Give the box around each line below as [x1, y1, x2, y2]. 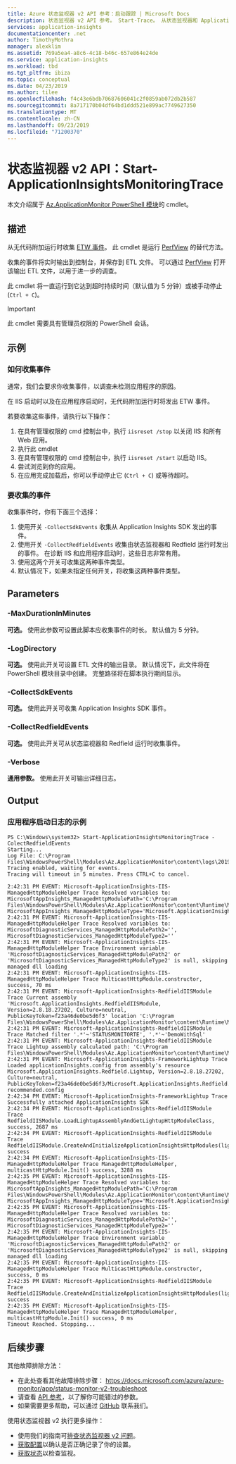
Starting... [7, 846, 42, 853]
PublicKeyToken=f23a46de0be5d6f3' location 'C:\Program [7, 1012, 174, 1019]
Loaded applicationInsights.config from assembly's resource [7, 1062, 190, 1069]
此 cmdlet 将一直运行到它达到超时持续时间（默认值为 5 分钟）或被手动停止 [7, 282, 223, 290]
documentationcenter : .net [7, 30, 86, 37]
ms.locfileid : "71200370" [7, 128, 83, 135]
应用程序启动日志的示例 [7, 817, 86, 827]
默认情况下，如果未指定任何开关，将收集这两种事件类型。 [17, 566, 184, 575]
